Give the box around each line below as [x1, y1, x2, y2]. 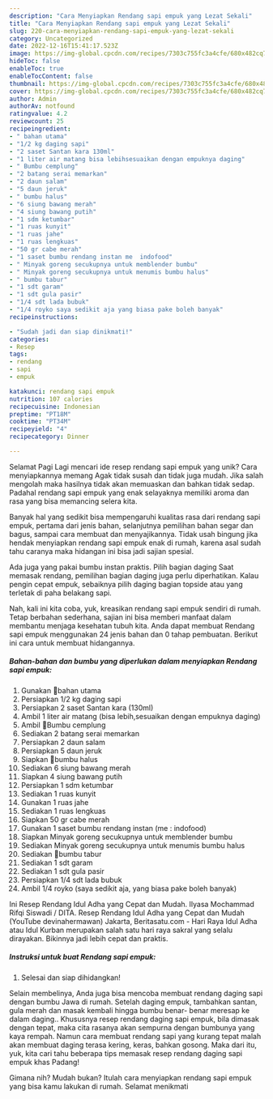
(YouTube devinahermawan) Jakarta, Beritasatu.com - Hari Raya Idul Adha [9, 916, 258, 926]
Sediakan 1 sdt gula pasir [20, 866, 105, 875]
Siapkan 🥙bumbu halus [20, 754, 98, 764]
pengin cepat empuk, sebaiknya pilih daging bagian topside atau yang [9, 579, 243, 589]
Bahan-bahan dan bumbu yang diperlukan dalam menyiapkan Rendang [9, 657, 258, 667]
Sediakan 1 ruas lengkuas [20, 806, 106, 816]
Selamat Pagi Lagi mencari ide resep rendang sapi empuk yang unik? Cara [9, 462, 258, 471]
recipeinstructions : [9, 313, 79, 321]
